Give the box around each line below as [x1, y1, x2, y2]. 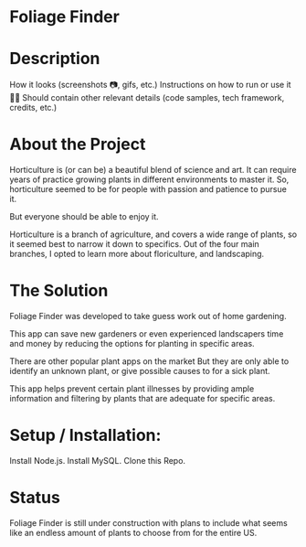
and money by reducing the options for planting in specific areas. [9, 338, 255, 349]
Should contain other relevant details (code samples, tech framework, [22, 92, 285, 103]
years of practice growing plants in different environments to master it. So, [9, 174, 290, 185]
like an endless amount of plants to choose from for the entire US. [9, 527, 258, 538]
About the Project [9, 134, 146, 155]
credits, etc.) [9, 102, 58, 113]
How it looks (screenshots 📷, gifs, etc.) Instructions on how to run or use [9, 80, 285, 91]
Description [9, 48, 100, 70]
